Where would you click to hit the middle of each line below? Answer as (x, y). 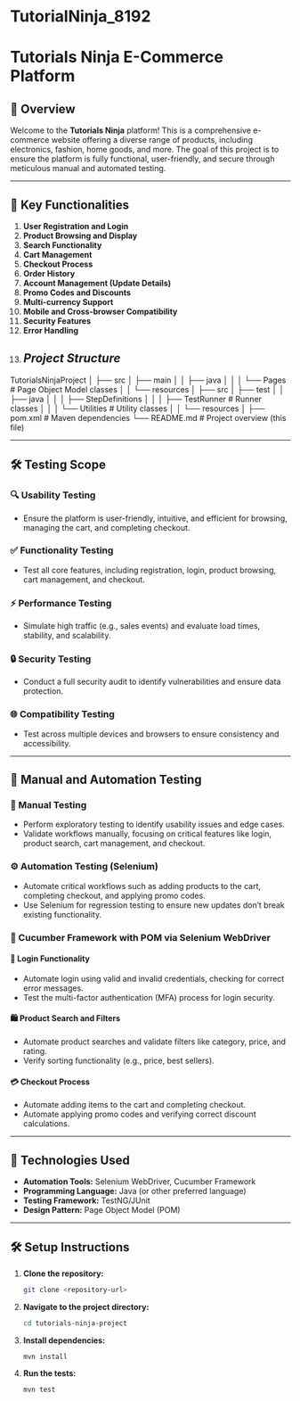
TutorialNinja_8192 (81, 16)
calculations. (46, 1124)
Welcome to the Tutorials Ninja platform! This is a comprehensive (131, 130)
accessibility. (47, 743)
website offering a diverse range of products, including (152, 140)
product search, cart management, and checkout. (114, 844)
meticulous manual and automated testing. (88, 169)
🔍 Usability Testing (53, 495)
